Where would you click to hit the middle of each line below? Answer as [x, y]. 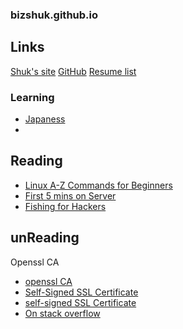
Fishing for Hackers [65, 206]
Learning [32, 97]
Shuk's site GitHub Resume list [73, 71]
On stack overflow [62, 313]
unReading [45, 238]
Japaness [45, 119]
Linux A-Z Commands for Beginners [98, 185]
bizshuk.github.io [54, 15]
